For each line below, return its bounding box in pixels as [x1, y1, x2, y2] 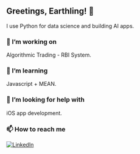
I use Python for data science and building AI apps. [6, 22, 135, 29]
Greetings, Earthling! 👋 [6, 6, 94, 16]
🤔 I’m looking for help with [6, 96, 85, 104]
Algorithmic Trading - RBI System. [6, 51, 91, 58]
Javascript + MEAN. [6, 80, 57, 88]
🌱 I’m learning [6, 66, 48, 75]
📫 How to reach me [6, 125, 66, 133]
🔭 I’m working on [6, 37, 57, 46]
